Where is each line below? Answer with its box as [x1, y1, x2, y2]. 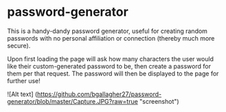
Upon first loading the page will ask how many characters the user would [7, 54, 214, 63]
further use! [7, 76, 41, 85]
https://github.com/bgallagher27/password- [36, 90, 162, 98]
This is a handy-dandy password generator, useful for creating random [7, 27, 208, 35]
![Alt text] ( [7, 90, 38, 98]
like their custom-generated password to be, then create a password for [7, 62, 212, 70]
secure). [7, 41, 31, 49]
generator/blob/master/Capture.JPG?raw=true [7, 97, 139, 105]
